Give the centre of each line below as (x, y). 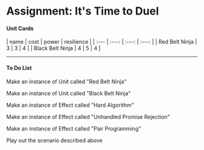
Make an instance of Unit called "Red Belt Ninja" (66, 81)
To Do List (19, 67)
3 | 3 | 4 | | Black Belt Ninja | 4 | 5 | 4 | (54, 48)
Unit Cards (20, 28)
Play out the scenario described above (55, 140)
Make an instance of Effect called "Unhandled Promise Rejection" (88, 117)
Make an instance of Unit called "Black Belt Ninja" (69, 93)
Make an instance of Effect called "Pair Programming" (74, 128)
